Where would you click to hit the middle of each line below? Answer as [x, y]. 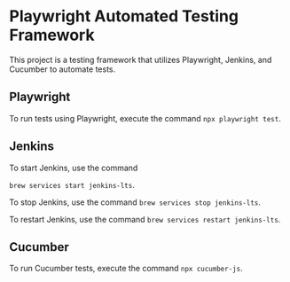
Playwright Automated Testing [124, 16]
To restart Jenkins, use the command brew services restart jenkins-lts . [145, 219]
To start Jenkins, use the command [74, 168]
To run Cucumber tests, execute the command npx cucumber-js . [126, 269]
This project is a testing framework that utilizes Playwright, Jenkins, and [141, 59]
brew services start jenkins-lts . [72, 184]
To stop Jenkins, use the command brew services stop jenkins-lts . [135, 202]
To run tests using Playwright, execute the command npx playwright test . [145, 118]
